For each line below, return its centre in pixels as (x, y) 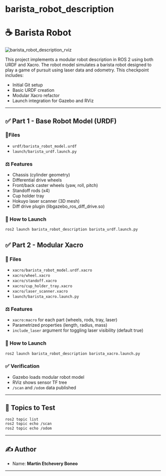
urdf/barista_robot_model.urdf (44, 146)
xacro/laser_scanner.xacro (40, 291)
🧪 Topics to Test (30, 408)
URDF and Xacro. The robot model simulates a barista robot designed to (78, 65)
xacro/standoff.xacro (34, 281)
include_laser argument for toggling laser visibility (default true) (78, 330)
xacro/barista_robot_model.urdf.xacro (52, 270)
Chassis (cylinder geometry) (41, 175)
